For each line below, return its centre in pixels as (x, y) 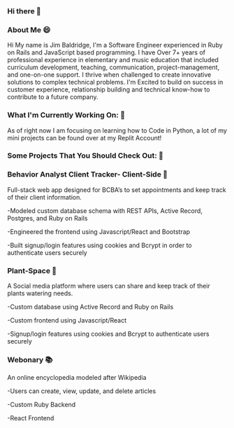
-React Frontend (31, 418)
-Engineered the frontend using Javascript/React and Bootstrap (99, 231)
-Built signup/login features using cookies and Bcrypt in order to (100, 245)
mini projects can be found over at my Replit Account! (85, 138)
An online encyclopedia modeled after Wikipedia (77, 378)
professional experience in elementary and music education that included (113, 60)
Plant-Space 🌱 (32, 270)
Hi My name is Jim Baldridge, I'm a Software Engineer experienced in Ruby (115, 45)
